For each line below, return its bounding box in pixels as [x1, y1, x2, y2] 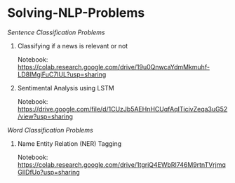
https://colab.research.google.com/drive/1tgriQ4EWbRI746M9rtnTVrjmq [17, 160, 227, 169]
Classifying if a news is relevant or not [17, 41, 128, 50]
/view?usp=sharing [17, 112, 74, 121]
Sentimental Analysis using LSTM [17, 83, 114, 92]
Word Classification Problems [7, 126, 93, 134]
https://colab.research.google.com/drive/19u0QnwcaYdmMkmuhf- [17, 62, 210, 71]
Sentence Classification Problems [7, 28, 105, 36]
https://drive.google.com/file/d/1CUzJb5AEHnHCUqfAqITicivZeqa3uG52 [17, 104, 228, 113]
